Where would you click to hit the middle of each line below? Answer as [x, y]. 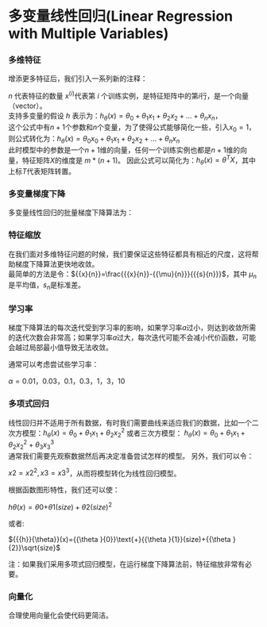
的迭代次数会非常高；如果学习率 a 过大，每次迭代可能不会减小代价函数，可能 [132, 337]
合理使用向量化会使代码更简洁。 [60, 615]
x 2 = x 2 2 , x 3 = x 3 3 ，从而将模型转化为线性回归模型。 [95, 472]
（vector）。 [27, 106]
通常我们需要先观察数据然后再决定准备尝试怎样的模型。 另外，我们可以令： [131, 456]
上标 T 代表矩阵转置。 [42, 171]
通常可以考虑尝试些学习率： [54, 364]
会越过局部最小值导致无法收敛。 [60, 348]
